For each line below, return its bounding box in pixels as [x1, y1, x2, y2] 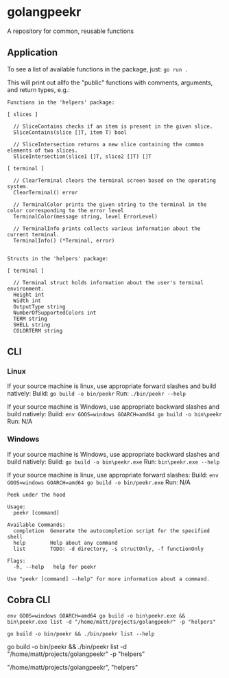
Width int [13, 297, 41, 304]
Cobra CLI [7, 594, 51, 606]
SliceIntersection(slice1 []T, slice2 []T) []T [13, 152, 152, 160]
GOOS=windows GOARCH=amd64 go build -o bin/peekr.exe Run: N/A [7, 478, 191, 486]
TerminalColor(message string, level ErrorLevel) [13, 213, 158, 220]
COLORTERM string [13, 327, 63, 334]
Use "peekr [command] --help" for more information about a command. [7, 575, 210, 583]
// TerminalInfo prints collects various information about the [13, 225, 201, 232]
